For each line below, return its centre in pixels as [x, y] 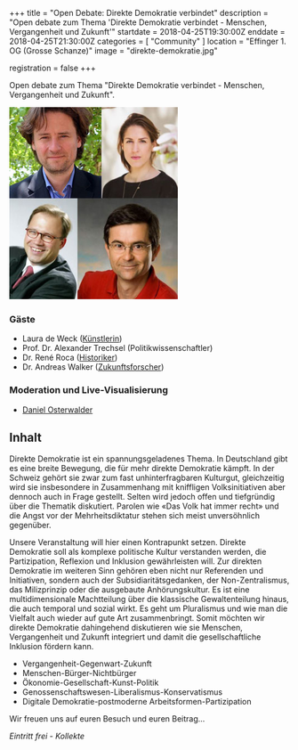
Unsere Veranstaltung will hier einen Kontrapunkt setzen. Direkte [128, 542]
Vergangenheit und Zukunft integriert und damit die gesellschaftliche [135, 637]
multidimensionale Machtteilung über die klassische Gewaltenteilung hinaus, [149, 599]
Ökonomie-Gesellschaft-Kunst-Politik [90, 683]
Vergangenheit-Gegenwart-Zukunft [87, 664]
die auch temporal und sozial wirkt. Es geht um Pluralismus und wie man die [149, 608]
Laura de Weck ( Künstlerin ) [72, 338]
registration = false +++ [52, 68]
